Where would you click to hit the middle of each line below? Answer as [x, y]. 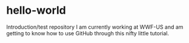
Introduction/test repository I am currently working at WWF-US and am [95, 27]
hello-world [36, 10]
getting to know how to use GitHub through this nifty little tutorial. [88, 33]
